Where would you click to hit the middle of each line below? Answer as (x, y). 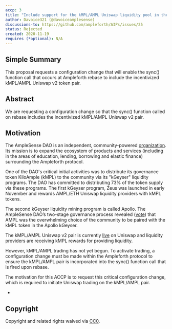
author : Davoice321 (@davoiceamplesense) (50, 20)
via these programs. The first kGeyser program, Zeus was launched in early (85, 188)
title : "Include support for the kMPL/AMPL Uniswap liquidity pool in (82, 15)
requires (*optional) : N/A (34, 39)
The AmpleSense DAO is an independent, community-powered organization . (86, 145)
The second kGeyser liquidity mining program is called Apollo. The (76, 209)
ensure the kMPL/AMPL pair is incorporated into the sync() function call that (86, 262)
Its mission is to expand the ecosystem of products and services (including (84, 151)
